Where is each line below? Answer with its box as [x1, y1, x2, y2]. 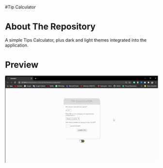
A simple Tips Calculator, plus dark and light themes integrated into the [5, 37, 147, 43]
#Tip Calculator [5, 4, 36, 10]
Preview [5, 59, 39, 70]
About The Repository [5, 21, 96, 32]
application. [5, 42, 29, 48]
